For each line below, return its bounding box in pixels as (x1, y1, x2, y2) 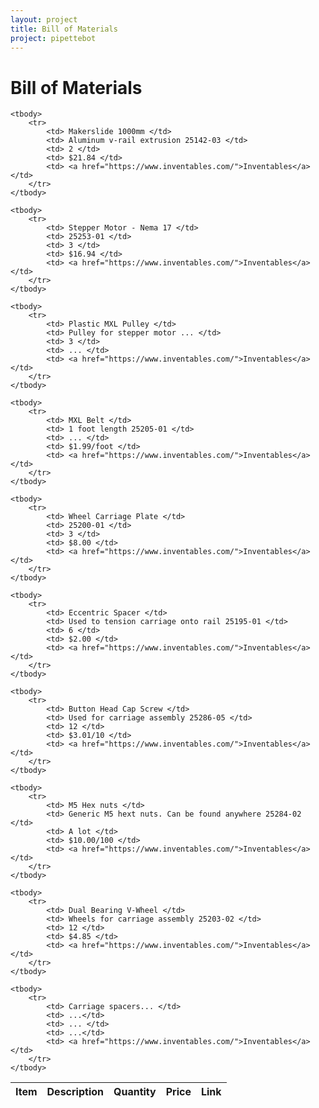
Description (46, 1085, 104, 1099)
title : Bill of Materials (10, 24, 118, 34)
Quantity (113, 1085, 157, 1099)
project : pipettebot (10, 33, 97, 43)
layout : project (10, 14, 78, 25)
